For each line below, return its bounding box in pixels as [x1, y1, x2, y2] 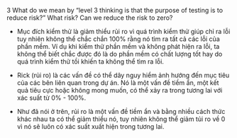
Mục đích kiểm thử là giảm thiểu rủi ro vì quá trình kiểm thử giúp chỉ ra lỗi [16, 28, 231, 35]
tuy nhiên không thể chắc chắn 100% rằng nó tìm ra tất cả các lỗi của [16, 35, 221, 43]
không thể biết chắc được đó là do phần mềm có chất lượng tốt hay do [16, 50, 223, 58]
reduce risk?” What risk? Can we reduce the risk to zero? [6, 13, 173, 22]
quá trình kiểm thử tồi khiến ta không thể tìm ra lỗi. [16, 57, 165, 66]
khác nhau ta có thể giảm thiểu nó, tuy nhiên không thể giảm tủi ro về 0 [16, 115, 226, 123]
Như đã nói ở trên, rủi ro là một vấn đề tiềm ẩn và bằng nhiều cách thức [16, 108, 226, 115]
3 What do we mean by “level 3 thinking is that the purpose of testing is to [6, 6, 224, 14]
